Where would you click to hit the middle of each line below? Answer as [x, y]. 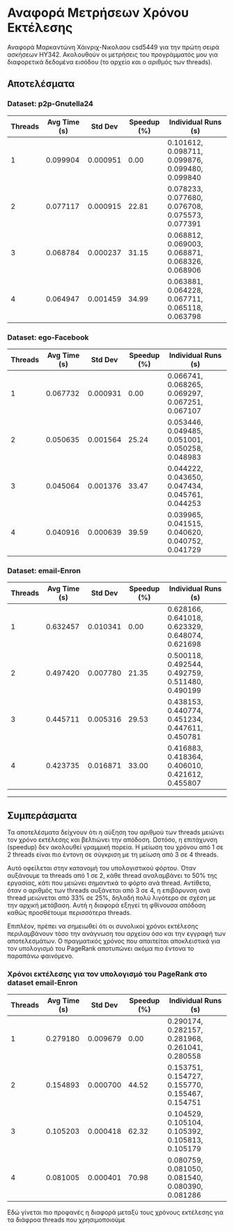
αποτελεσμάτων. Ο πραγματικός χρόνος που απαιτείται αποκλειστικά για [114, 941]
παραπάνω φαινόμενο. [41, 956]
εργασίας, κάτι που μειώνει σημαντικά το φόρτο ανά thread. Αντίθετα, [109, 883]
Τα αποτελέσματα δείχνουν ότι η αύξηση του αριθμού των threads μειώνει [116, 833]
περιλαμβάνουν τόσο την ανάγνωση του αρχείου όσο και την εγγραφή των [117, 934]
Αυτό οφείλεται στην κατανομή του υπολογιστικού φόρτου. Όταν [102, 868]
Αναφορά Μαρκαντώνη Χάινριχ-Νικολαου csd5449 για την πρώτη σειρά [113, 47]
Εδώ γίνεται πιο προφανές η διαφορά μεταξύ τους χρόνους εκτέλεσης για [116, 1212]
